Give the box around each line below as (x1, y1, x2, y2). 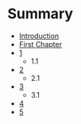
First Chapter (18, 39, 63, 48)
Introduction (18, 31, 60, 41)
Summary (7, 5, 73, 23)
